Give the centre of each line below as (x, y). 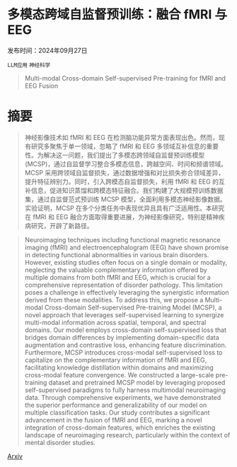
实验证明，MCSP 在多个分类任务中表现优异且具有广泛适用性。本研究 (125, 208)
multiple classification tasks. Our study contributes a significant (117, 412)
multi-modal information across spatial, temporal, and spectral (115, 322)
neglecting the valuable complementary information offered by (116, 270)
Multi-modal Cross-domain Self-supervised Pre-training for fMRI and (125, 78)
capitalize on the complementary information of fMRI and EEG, (116, 360)
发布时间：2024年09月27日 (47, 50)
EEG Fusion (41, 85)
